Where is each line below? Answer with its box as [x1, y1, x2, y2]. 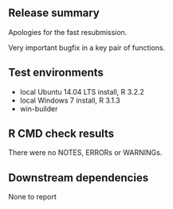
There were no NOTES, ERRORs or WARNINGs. [8, 148, 163, 157]
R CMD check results [8, 127, 115, 141]
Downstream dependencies [8, 171, 149, 184]
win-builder [19, 103, 58, 114]
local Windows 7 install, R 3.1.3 [19, 95, 121, 105]
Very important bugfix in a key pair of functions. [8, 43, 166, 52]
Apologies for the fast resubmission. [8, 27, 128, 37]
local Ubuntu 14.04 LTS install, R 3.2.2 [19, 87, 145, 96]
